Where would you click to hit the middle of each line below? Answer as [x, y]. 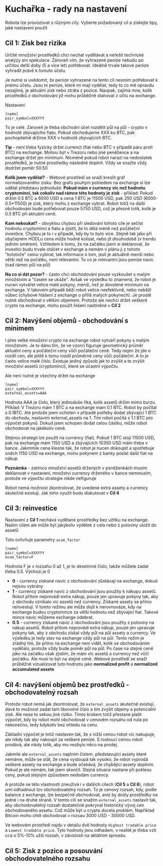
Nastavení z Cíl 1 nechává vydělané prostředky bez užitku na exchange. [77, 520]
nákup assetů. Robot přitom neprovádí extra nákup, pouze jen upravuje [83, 628]
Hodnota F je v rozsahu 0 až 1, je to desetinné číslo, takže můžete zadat [77, 566]
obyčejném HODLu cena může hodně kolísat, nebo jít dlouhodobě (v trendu [81, 238]
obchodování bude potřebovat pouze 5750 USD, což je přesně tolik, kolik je [81, 208]
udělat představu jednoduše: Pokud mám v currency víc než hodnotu [75, 188]
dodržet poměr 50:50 [26, 168]
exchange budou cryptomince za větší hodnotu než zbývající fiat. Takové [85, 612]
